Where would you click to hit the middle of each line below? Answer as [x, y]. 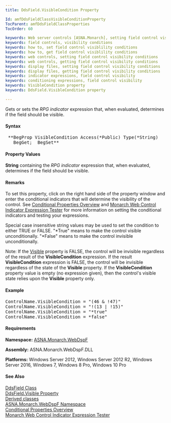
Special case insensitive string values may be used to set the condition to [82, 226]
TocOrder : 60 [19, 29]
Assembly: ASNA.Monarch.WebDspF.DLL [49, 350]
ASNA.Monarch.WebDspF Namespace [46, 404]
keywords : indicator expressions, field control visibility [70, 76]
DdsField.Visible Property [32, 393]
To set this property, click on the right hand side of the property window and [85, 194]
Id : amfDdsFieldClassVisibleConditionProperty [55, 19]
